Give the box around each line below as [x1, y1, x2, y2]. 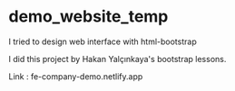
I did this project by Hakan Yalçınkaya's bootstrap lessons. [8, 53, 227, 64]
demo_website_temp [8, 6, 169, 27]
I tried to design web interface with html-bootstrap [8, 36, 197, 47]
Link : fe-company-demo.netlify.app [8, 70, 143, 82]
